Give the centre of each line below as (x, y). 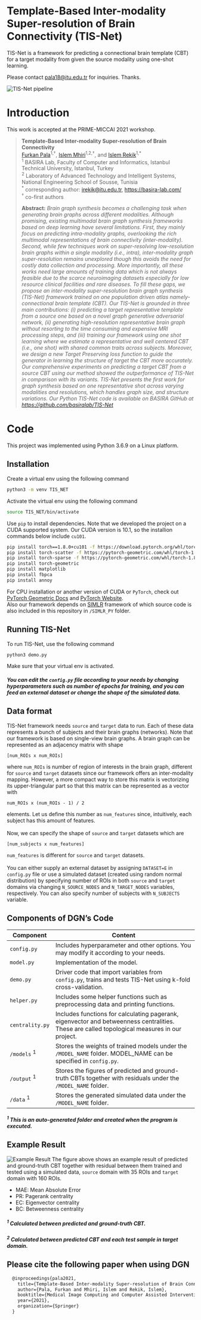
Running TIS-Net (38, 630)
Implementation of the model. (96, 962)
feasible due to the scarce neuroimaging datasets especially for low (105, 278)
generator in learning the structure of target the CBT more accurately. (107, 361)
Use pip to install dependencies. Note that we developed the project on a (97, 523)
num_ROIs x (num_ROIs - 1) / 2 (46, 803)
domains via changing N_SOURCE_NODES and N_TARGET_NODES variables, (91, 887)
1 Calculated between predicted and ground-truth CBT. (76, 1223)
